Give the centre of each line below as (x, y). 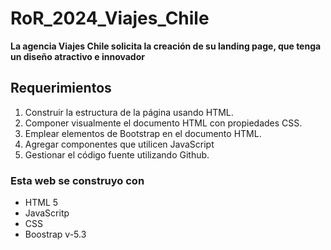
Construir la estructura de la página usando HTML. (129, 112)
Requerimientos (61, 88)
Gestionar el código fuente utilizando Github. (117, 154)
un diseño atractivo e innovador (77, 56)
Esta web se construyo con (77, 180)
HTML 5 (41, 203)
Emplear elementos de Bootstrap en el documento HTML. (143, 133)
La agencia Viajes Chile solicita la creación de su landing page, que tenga (166, 46)
